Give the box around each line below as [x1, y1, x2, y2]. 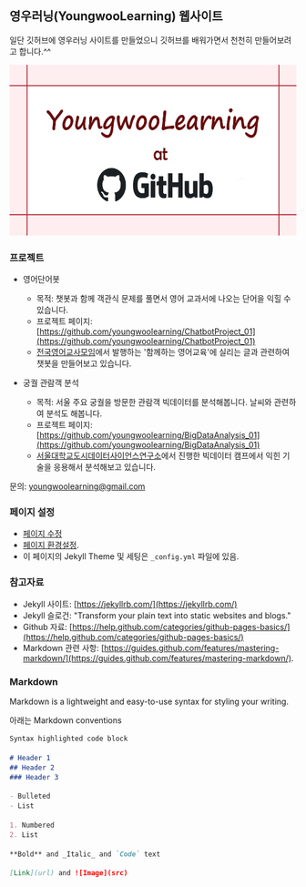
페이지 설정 [9, 506, 56, 519]
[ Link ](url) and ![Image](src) [9, 869, 128, 878]
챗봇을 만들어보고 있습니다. [36, 358, 132, 369]
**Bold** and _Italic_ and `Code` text [9, 850, 161, 859]
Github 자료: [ [22, 621, 73, 632]
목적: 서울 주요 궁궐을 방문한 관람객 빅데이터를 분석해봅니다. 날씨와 [36, 397, 272, 408]
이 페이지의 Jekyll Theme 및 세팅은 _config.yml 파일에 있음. [22, 551, 240, 562]
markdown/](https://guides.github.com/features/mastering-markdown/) [22, 652, 292, 663]
